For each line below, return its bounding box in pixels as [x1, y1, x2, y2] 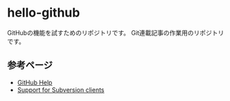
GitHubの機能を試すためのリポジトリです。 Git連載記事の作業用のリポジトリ [7, 28, 224, 37]
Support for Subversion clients [17, 85, 105, 94]
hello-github [7, 5, 80, 21]
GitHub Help [17, 78, 53, 86]
